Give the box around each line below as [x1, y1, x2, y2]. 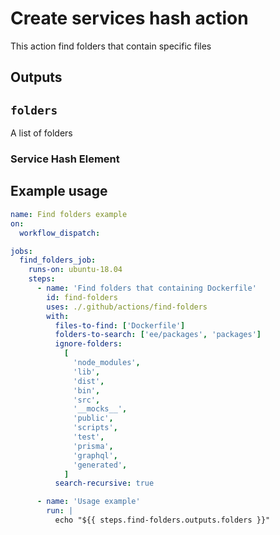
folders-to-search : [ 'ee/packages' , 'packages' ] [54, 330, 262, 340]
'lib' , [73, 367, 101, 377]
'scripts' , [73, 423, 118, 433]
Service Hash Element [10, 152, 120, 166]
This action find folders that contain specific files [10, 40, 212, 52]
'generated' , [73, 460, 128, 470]
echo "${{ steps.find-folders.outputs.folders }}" [54, 515, 271, 525]
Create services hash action [10, 7, 249, 30]
